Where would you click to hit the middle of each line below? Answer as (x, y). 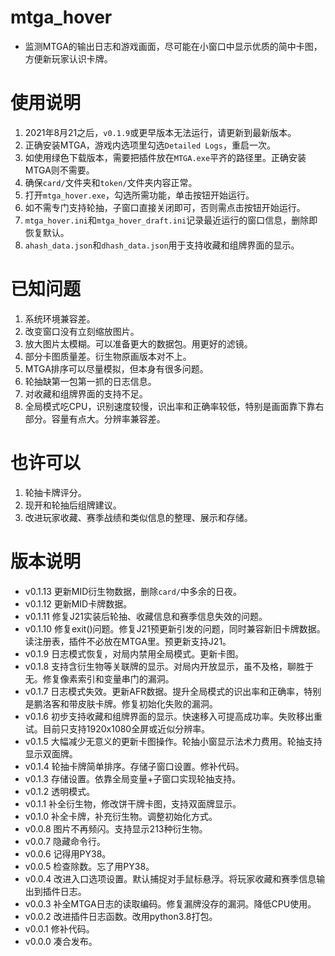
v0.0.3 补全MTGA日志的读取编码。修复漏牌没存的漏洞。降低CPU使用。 (170, 903)
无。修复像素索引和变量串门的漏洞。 (99, 678)
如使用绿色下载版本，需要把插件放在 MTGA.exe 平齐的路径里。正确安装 (165, 157)
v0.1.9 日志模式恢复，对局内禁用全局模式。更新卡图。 (134, 653)
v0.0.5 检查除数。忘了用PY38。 (89, 866)
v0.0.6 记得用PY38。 (68, 853)
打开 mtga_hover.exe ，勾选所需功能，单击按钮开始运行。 (139, 195)
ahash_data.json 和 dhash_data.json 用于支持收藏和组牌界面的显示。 (162, 245)
